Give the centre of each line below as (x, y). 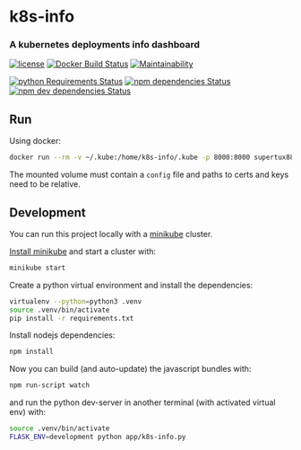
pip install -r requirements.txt (72, 318)
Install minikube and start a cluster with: (83, 251)
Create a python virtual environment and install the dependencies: (131, 285)
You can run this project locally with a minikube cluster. (111, 234)
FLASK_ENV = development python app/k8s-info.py (98, 437)
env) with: (28, 412)
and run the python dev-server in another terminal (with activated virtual (142, 402)
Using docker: (35, 141)
